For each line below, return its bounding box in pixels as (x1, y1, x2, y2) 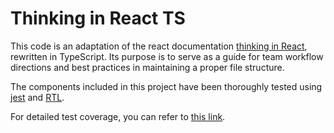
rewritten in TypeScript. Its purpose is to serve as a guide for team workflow (10, 50, 324, 62)
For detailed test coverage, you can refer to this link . (10, 110, 226, 122)
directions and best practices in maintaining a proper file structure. (10, 61, 285, 73)
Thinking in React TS (10, 7, 186, 30)
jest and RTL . (10, 91, 65, 103)
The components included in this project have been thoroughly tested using (10, 80, 323, 92)
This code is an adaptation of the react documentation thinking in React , (10, 40, 308, 52)
